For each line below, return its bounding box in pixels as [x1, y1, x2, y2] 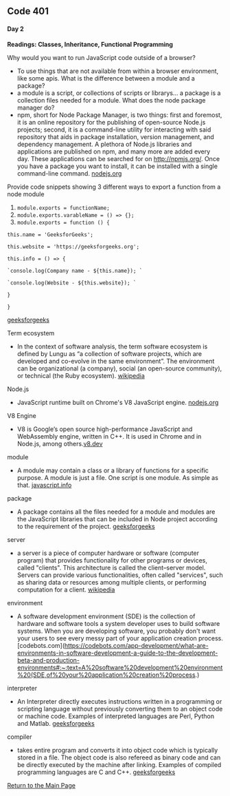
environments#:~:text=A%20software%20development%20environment [16, 663, 223, 671]
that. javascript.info [16, 481, 72, 489]
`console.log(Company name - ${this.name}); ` [7, 267, 143, 274]
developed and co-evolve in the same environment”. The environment [16, 357, 215, 365]
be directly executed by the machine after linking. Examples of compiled [16, 760, 222, 768]
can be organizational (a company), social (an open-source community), [16, 364, 222, 373]
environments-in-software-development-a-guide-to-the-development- [16, 649, 218, 657]
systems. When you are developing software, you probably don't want [16, 627, 216, 635]
